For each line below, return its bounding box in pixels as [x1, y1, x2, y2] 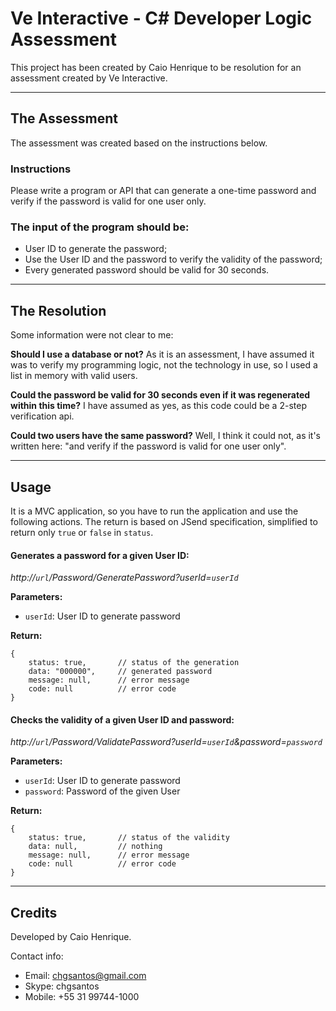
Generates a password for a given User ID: [10, 549, 190, 561]
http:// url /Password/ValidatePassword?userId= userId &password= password [10, 736, 323, 748]
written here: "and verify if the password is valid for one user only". [10, 440, 287, 452]
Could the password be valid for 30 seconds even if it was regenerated [10, 389, 311, 401]
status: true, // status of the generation [28, 658, 240, 668]
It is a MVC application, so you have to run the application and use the [10, 505, 299, 517]
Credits [10, 904, 58, 921]
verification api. [10, 410, 75, 422]
